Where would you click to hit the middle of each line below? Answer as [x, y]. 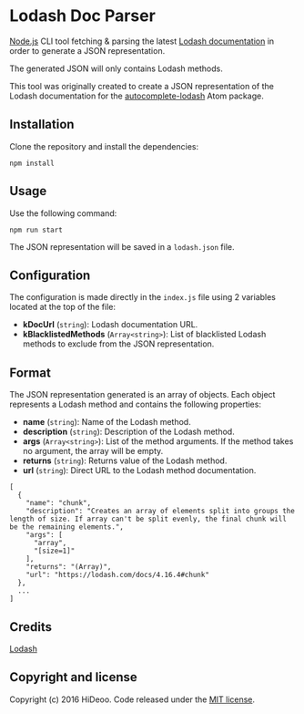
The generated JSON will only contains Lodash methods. [116, 68]
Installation [42, 124]
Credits [31, 627]
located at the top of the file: [63, 307]
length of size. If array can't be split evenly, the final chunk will [148, 519]
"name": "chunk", [59, 503]
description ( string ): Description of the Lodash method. [128, 432]
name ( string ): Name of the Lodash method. [106, 422]
